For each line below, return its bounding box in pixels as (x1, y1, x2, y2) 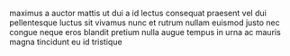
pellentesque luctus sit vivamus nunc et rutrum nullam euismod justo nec (9, 17, 281, 28)
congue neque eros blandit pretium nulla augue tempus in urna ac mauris (9, 27, 281, 37)
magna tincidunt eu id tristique (9, 36, 123, 47)
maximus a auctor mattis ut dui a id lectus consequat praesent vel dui (9, 8, 267, 18)
